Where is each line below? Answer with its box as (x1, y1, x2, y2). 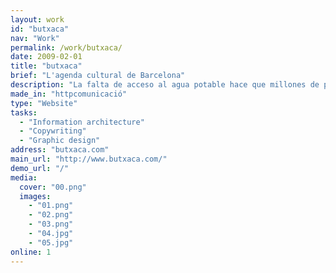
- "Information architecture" (19, 117, 145, 127)
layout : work (10, 14, 65, 25)
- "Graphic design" (19, 136, 101, 146)
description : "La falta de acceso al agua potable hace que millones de (10, 80, 320, 90)
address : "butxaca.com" (10, 145, 110, 155)
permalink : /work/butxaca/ (10, 42, 123, 53)
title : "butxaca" (10, 61, 83, 71)
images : (19, 191, 52, 201)
